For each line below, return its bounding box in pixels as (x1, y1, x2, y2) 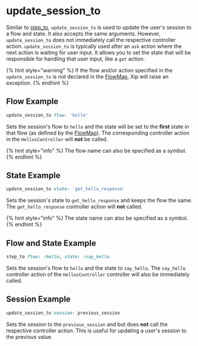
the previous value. (6, 333, 53, 340)
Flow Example (6, 97, 59, 107)
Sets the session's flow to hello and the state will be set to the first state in (6, 123, 189, 130)
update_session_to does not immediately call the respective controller (6, 36, 176, 43)
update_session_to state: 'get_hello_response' (6, 186, 126, 192)
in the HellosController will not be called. (6, 135, 108, 143)
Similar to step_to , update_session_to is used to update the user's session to (6, 24, 192, 31)
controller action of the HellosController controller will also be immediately (6, 271, 190, 278)
